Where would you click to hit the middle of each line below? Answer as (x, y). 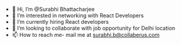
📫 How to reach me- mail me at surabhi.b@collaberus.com (86, 35)
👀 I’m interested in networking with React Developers (78, 15)
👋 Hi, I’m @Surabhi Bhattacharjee (53, 9)
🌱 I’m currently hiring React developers (60, 22)
